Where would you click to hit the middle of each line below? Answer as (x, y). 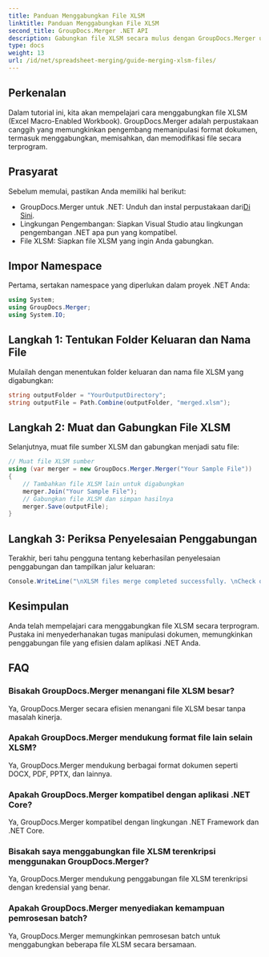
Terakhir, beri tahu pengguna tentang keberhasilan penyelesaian (114, 558)
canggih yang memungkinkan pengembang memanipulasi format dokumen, (133, 129)
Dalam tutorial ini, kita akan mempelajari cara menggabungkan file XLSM (128, 112)
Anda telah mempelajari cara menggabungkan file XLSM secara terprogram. (134, 625)
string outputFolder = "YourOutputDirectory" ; (87, 395)
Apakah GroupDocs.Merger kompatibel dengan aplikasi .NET (129, 794)
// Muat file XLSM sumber (51, 462)
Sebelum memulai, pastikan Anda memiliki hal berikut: (97, 191)
